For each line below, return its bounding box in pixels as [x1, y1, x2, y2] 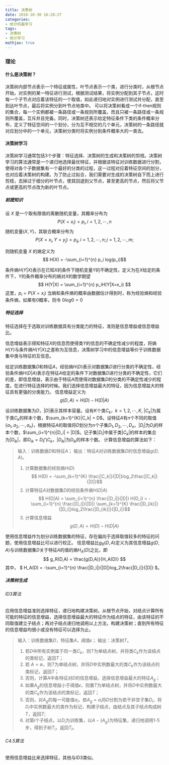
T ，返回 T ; [25, 711, 46, 717]
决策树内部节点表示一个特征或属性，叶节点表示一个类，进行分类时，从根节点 [5, 83, 164, 89]
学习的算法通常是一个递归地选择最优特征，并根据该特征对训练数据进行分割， [5, 159, 164, 165]
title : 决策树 [5, 7, 33, 13]
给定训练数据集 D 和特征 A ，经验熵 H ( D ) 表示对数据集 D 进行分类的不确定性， [5, 364, 157, 370]
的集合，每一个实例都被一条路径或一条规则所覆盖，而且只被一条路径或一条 [5, 109, 159, 115]
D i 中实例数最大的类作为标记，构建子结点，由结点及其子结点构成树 [25, 704, 162, 711]
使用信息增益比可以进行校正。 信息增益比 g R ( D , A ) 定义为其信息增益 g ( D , [14, 539, 160, 547]
